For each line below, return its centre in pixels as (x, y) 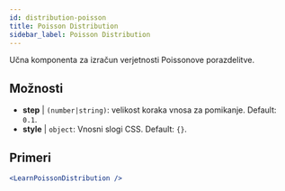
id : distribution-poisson (58, 18)
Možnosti (36, 88)
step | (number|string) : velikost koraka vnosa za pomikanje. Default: (149, 110)
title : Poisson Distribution (64, 26)
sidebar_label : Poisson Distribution (80, 34)
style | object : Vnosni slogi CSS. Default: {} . (104, 129)
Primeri (30, 157)
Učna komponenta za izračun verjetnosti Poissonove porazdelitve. (132, 60)
